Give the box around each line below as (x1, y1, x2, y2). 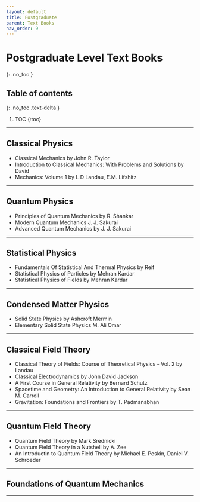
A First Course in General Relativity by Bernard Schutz (14, 379, 148, 387)
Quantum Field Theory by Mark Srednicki (14, 437, 116, 444)
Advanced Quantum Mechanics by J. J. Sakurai (14, 225, 132, 232)
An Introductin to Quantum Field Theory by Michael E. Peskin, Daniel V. (14, 449, 189, 457)
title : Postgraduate (6, 14, 58, 20)
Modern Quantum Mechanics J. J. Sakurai (14, 219, 118, 226)
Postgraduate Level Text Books (6, 51, 163, 65)
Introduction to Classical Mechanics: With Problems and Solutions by (14, 161, 184, 168)
